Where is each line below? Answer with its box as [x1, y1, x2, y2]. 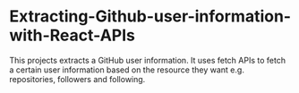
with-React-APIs [9, 25, 136, 46]
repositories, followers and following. [9, 73, 146, 84]
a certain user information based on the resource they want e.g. [9, 64, 244, 75]
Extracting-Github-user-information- [9, 6, 292, 27]
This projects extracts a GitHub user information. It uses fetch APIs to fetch [9, 55, 286, 65]
